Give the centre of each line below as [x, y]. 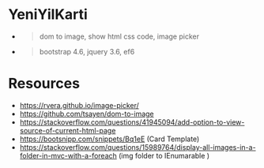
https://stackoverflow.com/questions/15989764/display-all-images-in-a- [138, 147]
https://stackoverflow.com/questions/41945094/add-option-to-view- [132, 122]
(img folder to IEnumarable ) [164, 155]
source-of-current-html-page [68, 130]
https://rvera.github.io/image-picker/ [79, 105]
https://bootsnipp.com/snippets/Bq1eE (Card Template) [109, 139]
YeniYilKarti [48, 15]
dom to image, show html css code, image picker [119, 36]
